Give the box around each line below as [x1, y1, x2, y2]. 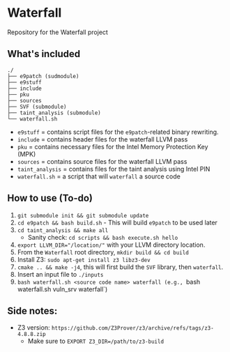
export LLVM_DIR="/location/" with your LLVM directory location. [17, 240, 206, 249]
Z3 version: [17, 323, 50, 332]
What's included [7, 48, 81, 60]
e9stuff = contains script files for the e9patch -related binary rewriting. [17, 128, 219, 136]
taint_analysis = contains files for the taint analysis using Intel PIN [17, 164, 210, 173]
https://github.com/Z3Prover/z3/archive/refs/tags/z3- [51, 325, 214, 332]
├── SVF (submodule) [7, 103, 68, 110]
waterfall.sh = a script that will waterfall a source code [17, 172, 181, 181]
